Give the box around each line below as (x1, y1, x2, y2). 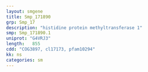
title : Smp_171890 (6, 14, 51, 20)
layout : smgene (6, 8, 43, 15)
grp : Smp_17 (6, 19, 35, 25)
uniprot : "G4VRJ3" (6, 35, 51, 41)
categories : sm (6, 57, 43, 63)
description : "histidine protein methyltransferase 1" (6, 24, 143, 31)
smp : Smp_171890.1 (6, 30, 51, 36)
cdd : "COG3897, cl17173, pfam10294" (6, 46, 95, 52)
